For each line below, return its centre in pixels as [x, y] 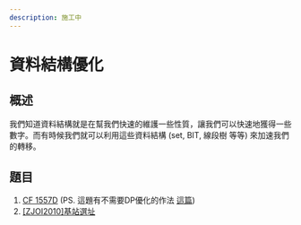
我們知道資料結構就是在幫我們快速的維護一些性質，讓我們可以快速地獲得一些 [150, 124]
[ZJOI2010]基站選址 [59, 212]
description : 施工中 [46, 17]
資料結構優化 [57, 65]
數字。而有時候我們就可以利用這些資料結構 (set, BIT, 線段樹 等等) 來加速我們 [149, 134]
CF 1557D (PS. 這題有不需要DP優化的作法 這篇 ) [108, 200]
